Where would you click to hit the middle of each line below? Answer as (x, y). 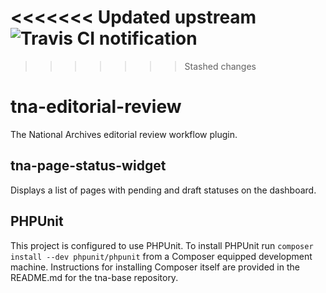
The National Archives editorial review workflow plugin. (124, 134)
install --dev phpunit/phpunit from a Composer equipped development (161, 256)
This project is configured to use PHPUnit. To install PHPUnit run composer (162, 245)
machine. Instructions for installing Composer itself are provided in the (155, 267)
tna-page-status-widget (88, 166)
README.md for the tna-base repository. (94, 277)
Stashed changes (220, 66)
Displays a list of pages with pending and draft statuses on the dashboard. (163, 190)
